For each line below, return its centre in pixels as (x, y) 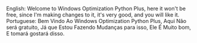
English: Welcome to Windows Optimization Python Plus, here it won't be (96, 9)
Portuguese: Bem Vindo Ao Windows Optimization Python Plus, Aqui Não (96, 21)
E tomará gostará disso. (35, 34)
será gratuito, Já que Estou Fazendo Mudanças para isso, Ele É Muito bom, (99, 27)
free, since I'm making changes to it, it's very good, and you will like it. (93, 15)
